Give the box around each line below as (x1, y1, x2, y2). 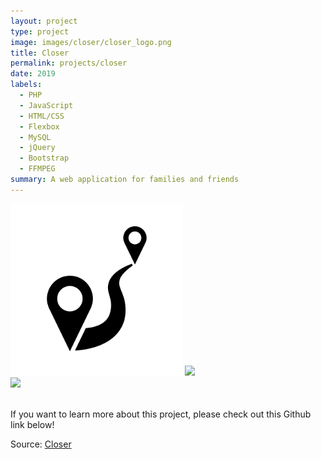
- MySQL (19, 132, 52, 142)
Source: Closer (10, 438, 72, 450)
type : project (10, 26, 70, 37)
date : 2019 (10, 69, 56, 79)
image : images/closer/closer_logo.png (10, 37, 172, 47)
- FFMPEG (19, 164, 56, 174)
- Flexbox (19, 121, 60, 132)
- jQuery (19, 143, 56, 153)
